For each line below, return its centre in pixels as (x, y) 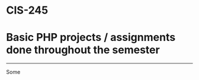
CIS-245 (27, 10)
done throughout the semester (83, 50)
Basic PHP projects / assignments (91, 38)
